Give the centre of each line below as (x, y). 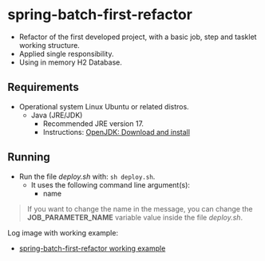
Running (29, 157)
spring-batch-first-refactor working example (92, 248)
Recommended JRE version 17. (93, 123)
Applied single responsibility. (66, 53)
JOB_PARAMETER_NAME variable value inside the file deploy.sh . (135, 217)
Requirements (43, 87)
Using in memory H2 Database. (71, 62)
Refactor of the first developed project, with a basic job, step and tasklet (138, 37)
